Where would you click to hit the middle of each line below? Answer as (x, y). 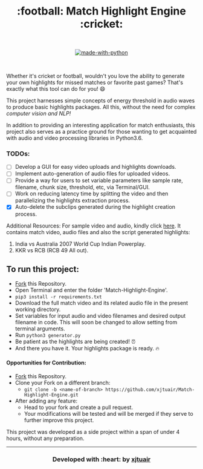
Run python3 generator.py (48, 335)
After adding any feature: (46, 401)
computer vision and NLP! (39, 113)
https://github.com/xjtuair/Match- (150, 389)
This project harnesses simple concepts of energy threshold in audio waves (101, 100)
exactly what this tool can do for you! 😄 (56, 88)
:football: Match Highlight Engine (101, 11)
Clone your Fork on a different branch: (63, 382)
